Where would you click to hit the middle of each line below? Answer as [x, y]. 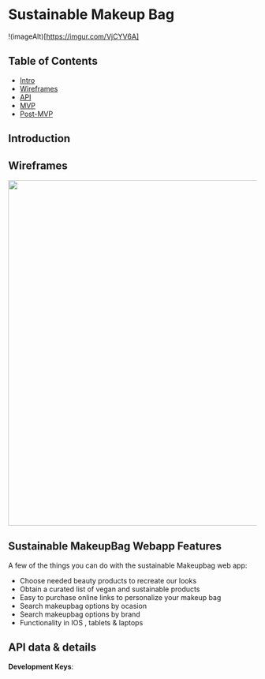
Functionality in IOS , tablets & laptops [81, 622]
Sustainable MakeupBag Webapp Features [115, 546]
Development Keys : [41, 666]
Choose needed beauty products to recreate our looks [108, 580]
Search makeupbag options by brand [80, 614]
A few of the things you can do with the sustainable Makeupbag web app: [128, 565]
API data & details [52, 648]
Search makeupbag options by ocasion [83, 606]
